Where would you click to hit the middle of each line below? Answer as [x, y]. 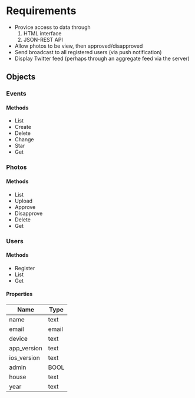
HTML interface [42, 33]
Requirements [41, 11]
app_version [26, 348]
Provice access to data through [53, 27]
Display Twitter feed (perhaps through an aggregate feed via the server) [102, 58]
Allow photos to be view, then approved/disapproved [79, 46]
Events [16, 94]
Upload [24, 201]
